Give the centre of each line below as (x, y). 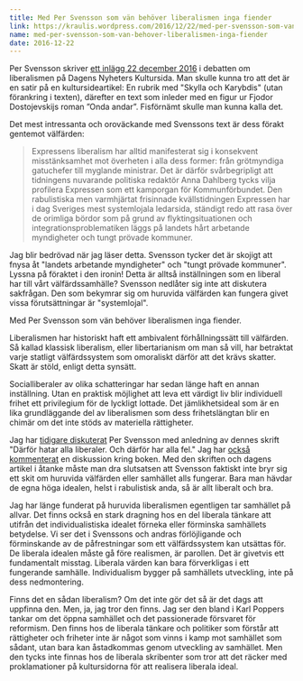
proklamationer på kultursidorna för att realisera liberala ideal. (124, 667)
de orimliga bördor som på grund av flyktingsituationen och (142, 218)
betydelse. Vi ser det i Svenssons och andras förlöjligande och (125, 534)
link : (19, 26)
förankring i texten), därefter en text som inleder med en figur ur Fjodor (141, 97)
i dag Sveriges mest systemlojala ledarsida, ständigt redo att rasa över (162, 209)
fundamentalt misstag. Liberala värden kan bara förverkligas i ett (129, 563)
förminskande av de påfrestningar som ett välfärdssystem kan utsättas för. (148, 544)
